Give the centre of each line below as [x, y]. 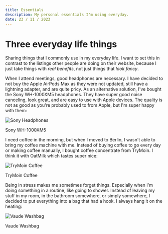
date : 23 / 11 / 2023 [28, 19]
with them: [16, 111]
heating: [14, 206]
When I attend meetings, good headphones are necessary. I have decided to [84, 79]
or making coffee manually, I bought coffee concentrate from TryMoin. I [79, 150]
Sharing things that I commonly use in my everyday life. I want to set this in [82, 58]
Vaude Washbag [22, 226]
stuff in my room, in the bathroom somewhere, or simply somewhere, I [78, 196]
